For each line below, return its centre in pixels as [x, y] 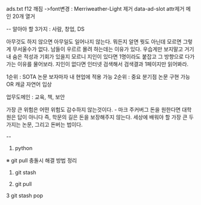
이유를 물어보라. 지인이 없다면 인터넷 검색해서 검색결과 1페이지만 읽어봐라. [103, 64]
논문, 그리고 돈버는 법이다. [52, 125]
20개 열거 [24, 16]
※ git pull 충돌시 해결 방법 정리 [42, 160]
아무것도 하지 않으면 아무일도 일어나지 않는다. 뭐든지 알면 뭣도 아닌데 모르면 [94, 42]
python [24, 148]
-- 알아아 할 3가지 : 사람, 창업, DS [45, 29]
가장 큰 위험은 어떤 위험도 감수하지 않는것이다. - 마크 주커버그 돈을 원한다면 [93, 110]
